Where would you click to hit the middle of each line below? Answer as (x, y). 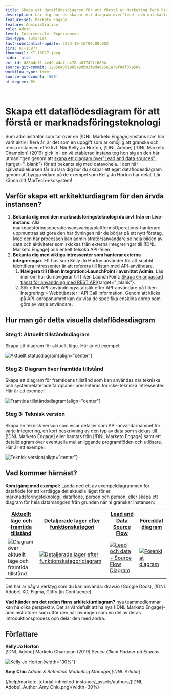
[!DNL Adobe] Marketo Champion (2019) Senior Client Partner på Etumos (82, 652)
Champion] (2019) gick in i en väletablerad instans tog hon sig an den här (82, 153)
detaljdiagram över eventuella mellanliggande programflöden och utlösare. (84, 442)
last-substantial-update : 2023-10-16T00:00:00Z (57, 44)
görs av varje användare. (47, 304)
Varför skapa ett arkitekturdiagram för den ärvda (85, 196)
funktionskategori (72, 527)
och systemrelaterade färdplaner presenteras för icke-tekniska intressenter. (85, 386)
